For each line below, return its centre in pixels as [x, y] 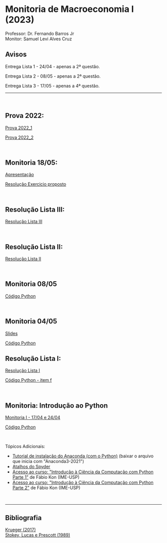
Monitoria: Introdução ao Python [57, 405]
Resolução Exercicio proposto [36, 184]
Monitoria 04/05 [31, 321]
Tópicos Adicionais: [25, 446]
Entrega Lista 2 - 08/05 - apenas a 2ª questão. [53, 76]
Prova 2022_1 [19, 127]
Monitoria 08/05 [31, 284]
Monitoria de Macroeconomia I [70, 9]
